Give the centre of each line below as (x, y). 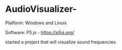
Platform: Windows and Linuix (36, 23)
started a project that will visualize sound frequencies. (61, 42)
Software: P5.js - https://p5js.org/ (40, 32)
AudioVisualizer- (41, 9)
